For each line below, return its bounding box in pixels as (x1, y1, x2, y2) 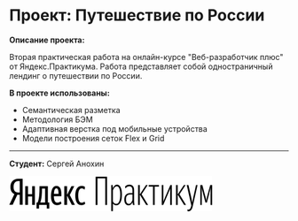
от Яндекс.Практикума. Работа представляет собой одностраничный (9, 61, 273, 72)
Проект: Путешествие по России (9, 5, 265, 26)
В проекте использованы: (9, 88, 111, 98)
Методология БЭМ (21, 114, 93, 125)
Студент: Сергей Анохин (9, 158, 105, 169)
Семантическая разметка (21, 104, 122, 115)
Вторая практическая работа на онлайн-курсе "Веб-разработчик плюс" (9, 51, 284, 62)
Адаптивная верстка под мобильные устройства (21, 123, 208, 133)
